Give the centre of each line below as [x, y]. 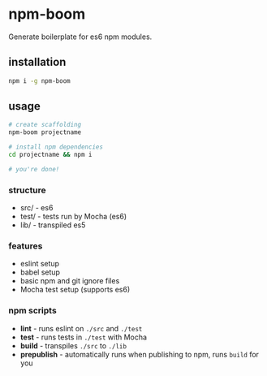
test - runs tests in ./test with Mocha [84, 337]
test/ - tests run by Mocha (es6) [73, 217]
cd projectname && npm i [50, 155]
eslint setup [39, 264]
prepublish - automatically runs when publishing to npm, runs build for [140, 354]
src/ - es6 [37, 208]
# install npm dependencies [56, 147]
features [26, 246]
